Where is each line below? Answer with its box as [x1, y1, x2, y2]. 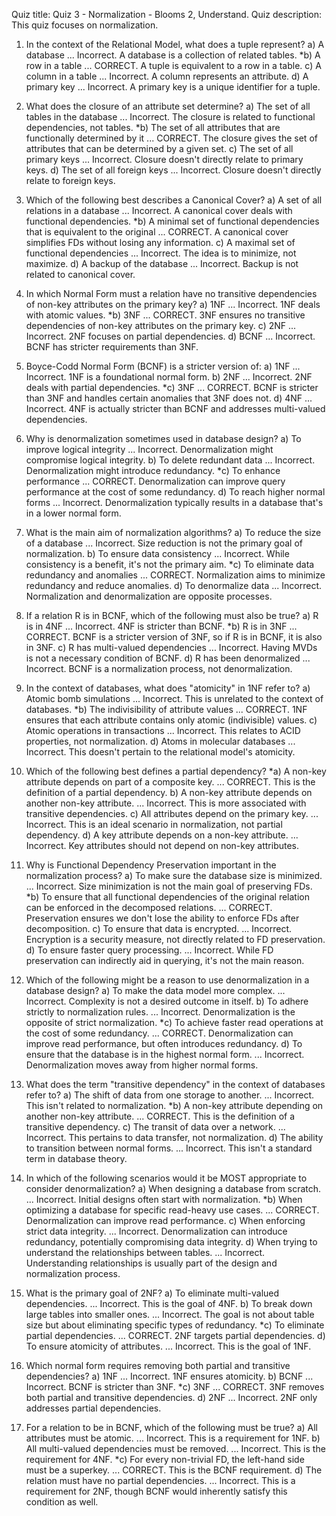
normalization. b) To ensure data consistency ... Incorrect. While [25, 548, 290, 559]
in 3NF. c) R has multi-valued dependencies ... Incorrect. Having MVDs [25, 642, 318, 653]
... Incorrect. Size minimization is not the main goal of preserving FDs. [25, 880, 313, 892]
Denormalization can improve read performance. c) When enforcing [25, 1215, 306, 1226]
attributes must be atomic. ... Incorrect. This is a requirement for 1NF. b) [25, 1432, 321, 1444]
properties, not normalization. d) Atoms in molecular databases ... [25, 735, 296, 747]
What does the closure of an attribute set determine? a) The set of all [25, 100, 311, 112]
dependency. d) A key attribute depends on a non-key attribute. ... [25, 829, 299, 841]
